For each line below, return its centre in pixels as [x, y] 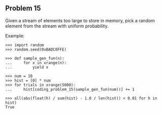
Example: [15, 35]
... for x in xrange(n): [36, 63]
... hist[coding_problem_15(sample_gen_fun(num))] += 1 [70, 89]
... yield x [27, 67]
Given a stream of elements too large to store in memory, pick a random [80, 20]
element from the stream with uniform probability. [57, 26]
